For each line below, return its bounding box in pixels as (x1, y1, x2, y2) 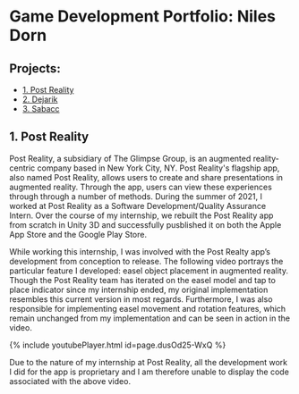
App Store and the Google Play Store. (9, 229, 148, 239)
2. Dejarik (21, 94, 58, 105)
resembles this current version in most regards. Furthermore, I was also (9, 293, 273, 305)
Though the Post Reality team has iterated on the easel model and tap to (9, 274, 276, 285)
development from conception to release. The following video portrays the (9, 256, 284, 266)
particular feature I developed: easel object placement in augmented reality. (9, 265, 289, 276)
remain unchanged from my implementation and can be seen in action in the (9, 313, 291, 323)
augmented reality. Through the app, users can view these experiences (9, 181, 273, 192)
